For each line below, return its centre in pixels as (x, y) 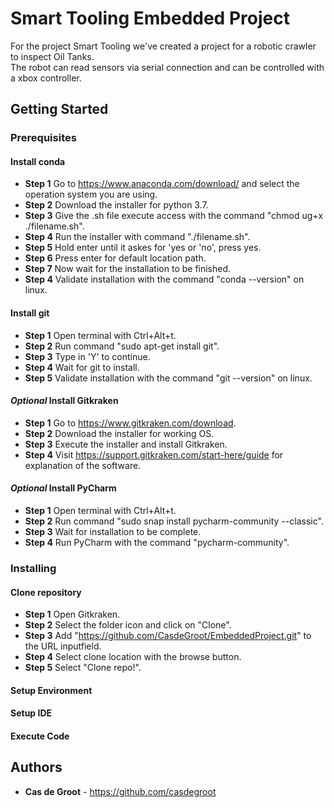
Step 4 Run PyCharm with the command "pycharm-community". (157, 543)
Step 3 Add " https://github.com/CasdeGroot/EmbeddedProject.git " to (168, 636)
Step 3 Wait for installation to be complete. (113, 532)
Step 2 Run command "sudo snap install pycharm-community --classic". (174, 521)
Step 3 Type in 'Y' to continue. (87, 356)
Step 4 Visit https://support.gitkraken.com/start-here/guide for (154, 454)
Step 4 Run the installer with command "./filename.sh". (137, 237)
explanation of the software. (83, 465)
